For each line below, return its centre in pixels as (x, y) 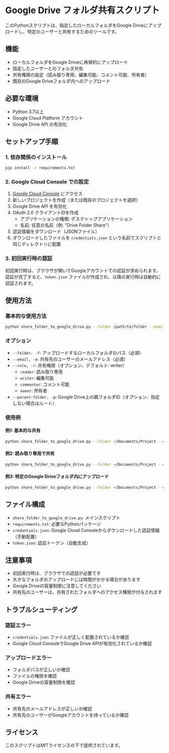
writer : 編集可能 (37, 378)
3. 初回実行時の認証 (29, 259)
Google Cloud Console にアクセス (48, 194)
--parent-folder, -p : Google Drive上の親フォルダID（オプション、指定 (86, 397)
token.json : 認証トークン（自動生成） (52, 543)
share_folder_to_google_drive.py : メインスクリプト (66, 517)
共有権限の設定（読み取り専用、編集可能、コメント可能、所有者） (81, 75)
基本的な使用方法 (26, 316)
